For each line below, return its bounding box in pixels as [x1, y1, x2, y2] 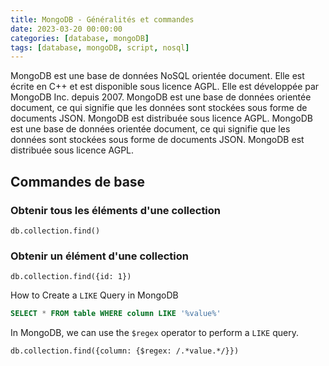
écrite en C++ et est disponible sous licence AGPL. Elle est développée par [10, 81, 320, 93]
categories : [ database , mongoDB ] [10, 33, 150, 43]
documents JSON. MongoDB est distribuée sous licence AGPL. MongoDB [10, 112, 314, 125]
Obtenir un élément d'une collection [10, 249, 189, 263]
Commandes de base [10, 173, 146, 190]
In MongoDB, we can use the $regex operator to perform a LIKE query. [10, 327, 299, 339]
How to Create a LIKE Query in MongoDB [10, 289, 179, 301]
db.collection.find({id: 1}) [10, 272, 132, 282]
